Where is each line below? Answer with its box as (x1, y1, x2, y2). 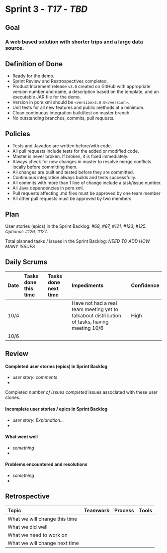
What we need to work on (7, 531, 68, 538)
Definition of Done (5, 60, 63, 68)
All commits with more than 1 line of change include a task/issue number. (12, 180, 162, 186)
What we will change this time (7, 515, 78, 522)
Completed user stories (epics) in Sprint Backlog (5, 363, 108, 369)
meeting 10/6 (72, 324, 104, 331)
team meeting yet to (72, 306, 118, 313)
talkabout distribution (72, 312, 122, 319)
